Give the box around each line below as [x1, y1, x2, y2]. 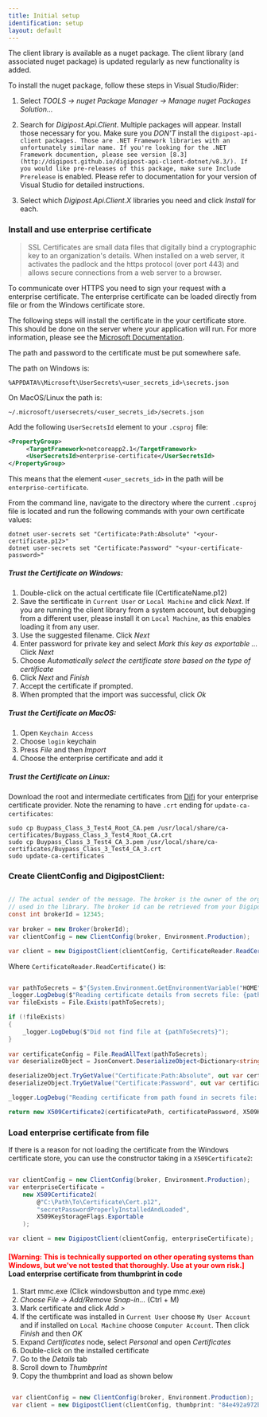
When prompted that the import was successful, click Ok [19, 690, 207, 700]
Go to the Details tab [19, 1354, 87, 1364]
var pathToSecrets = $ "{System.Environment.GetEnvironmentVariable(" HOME [8, 983, 258, 992]
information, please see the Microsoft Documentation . [8, 332, 185, 342]
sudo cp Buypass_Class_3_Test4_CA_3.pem [8, 838, 145, 846]
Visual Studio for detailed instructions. [19, 180, 145, 190]
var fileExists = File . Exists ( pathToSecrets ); [8, 999, 165, 1007]
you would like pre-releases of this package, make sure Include [19, 165, 241, 173]
